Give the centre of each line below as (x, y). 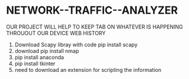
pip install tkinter (35, 64)
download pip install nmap (47, 50)
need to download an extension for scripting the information (88, 69)
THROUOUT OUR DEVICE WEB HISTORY (56, 33)
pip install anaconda (39, 57)
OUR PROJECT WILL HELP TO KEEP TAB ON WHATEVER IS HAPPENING (94, 27)
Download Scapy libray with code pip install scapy (76, 45)
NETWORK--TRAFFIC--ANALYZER (92, 10)
